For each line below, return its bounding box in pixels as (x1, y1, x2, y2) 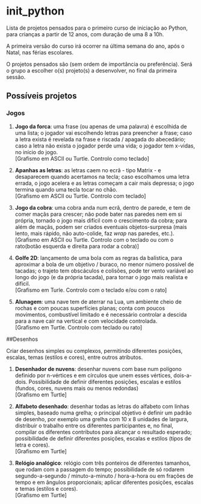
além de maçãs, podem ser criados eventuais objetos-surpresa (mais (14, 223, 187, 230)
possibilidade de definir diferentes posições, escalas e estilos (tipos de (14, 435, 191, 442)
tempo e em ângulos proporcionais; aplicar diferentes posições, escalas (14, 479, 194, 486)
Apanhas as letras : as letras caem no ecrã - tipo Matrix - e (14, 166, 161, 173)
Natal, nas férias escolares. (6, 48, 74, 56)
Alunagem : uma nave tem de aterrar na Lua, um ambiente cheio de (14, 298, 182, 305)
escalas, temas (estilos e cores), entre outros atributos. (6, 354, 143, 361)
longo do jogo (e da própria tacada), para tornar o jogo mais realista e (14, 273, 188, 280)
